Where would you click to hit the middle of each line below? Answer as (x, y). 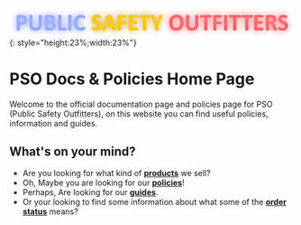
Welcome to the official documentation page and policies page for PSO (141, 104)
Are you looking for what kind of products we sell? (116, 173)
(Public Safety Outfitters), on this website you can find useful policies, (139, 113)
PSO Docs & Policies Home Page (132, 79)
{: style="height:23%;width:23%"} (73, 42)
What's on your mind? (73, 151)
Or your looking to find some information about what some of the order (154, 202)
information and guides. (54, 123)
